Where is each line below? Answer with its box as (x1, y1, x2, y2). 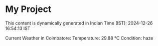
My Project (5, 3, 52, 15)
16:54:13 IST (5, 25, 31, 31)
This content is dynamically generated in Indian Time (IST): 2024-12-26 (5, 20, 153, 26)
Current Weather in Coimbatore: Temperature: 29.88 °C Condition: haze (5, 35, 153, 41)
